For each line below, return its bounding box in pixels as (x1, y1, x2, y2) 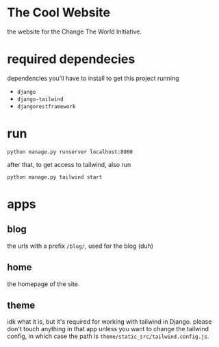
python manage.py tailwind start (7, 173, 103, 181)
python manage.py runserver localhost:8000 (7, 149, 133, 155)
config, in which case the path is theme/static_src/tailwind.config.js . (7, 332, 209, 340)
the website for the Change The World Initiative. (7, 27, 142, 36)
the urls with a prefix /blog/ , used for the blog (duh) (7, 242, 154, 250)
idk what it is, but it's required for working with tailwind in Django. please (7, 318, 212, 326)
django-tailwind (16, 96, 64, 103)
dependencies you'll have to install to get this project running (7, 74, 179, 82)
